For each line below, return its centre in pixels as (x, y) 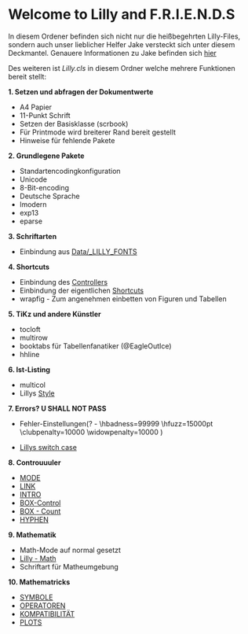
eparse (31, 221)
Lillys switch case (48, 447)
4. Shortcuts (29, 267)
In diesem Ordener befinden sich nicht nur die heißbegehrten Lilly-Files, (124, 36)
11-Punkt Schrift (45, 115)
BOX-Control (40, 503)
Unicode (33, 179)
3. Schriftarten (33, 236)
